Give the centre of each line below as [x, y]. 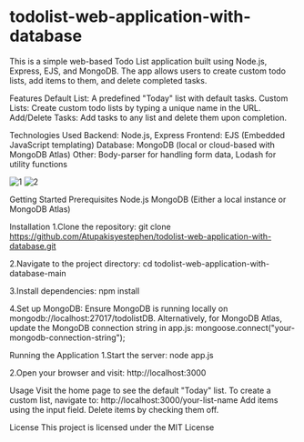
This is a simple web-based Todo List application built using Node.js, [138, 61]
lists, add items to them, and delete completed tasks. [108, 80]
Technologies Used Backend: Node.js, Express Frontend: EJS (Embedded [147, 135]
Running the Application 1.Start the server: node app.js [111, 355]
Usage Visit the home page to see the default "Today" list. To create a [140, 390]
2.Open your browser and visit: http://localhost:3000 [108, 372]
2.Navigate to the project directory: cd [81, 263]
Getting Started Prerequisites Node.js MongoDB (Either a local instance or [148, 199]
